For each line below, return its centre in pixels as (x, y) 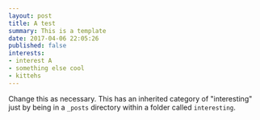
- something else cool (46, 68)
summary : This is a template (57, 31)
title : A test (32, 23)
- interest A (30, 61)
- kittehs (25, 76)
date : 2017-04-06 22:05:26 (54, 38)
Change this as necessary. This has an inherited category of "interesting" (130, 98)
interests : (27, 53)
